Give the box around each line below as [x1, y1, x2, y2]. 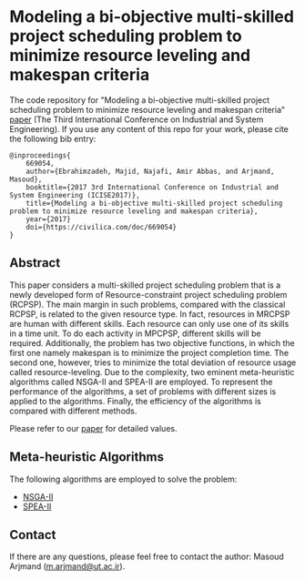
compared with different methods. [9, 405, 137, 416]
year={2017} [25, 214, 71, 224]
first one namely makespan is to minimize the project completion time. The [9, 347, 290, 358]
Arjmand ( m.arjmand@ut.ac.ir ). [9, 561, 126, 572]
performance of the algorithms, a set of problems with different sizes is [9, 385, 277, 397]
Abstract [9, 255, 61, 270]
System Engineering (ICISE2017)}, [9, 190, 141, 199]
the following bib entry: [9, 133, 97, 144]
